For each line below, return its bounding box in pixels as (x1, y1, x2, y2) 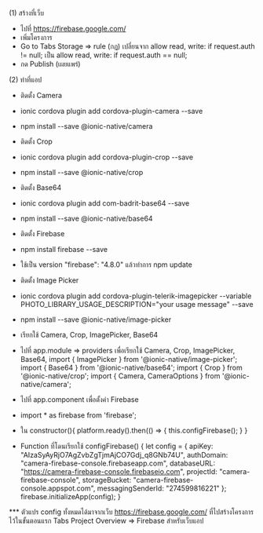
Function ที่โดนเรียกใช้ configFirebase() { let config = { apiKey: (20, 441, 214, 451)
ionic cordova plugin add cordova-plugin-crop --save (20, 152, 194, 162)
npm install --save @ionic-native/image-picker (20, 315, 172, 324)
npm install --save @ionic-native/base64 (20, 214, 153, 223)
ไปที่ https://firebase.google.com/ (20, 24, 126, 33)
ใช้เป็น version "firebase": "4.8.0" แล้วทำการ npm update (20, 260, 193, 269)
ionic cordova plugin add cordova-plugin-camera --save (20, 107, 203, 115)
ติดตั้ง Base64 (20, 183, 62, 192)
